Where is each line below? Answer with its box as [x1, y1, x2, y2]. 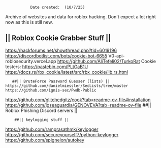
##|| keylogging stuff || [14, 117, 70, 122]
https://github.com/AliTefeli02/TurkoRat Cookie [57, 58, 156, 64]
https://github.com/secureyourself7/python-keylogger [5, 131, 119, 137]
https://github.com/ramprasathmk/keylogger [5, 126, 99, 132]
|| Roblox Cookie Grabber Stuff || [5, 34, 111, 43]
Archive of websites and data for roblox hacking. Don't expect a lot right [5, 14, 156, 20]
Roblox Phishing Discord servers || [5, 107, 78, 113]
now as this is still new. [5, 19, 53, 25]
